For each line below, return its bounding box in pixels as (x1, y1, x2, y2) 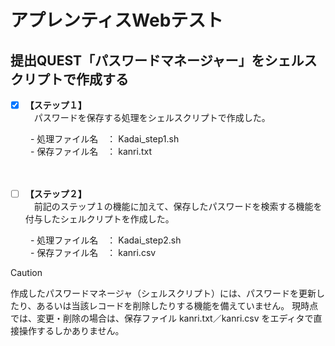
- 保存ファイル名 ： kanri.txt (29, 146, 152, 158)
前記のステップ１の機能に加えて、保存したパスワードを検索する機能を (33, 201, 323, 213)
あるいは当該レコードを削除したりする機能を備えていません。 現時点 (36, 300, 319, 312)
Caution (10, 267, 43, 279)
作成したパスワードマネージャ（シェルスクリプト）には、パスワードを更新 (10, 287, 317, 300)
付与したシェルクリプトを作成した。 (24, 213, 175, 225)
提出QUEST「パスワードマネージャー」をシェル (10, 52, 305, 69)
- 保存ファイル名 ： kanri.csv (29, 247, 157, 259)
